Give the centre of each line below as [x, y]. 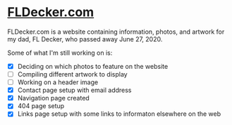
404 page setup [41, 106]
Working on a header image [58, 82]
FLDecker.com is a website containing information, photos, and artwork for [116, 32]
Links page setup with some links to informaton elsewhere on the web [119, 114]
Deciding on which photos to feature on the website [93, 66]
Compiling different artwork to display [73, 74]
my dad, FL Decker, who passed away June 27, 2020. [85, 39]
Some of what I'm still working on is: [60, 53]
